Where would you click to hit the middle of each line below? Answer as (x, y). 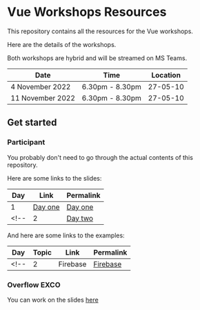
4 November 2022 (41, 86)
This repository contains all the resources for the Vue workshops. (100, 31)
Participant (26, 143)
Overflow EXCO (34, 284)
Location (166, 75)
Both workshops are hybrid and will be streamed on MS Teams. (97, 58)
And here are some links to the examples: (66, 235)
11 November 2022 (43, 98)
